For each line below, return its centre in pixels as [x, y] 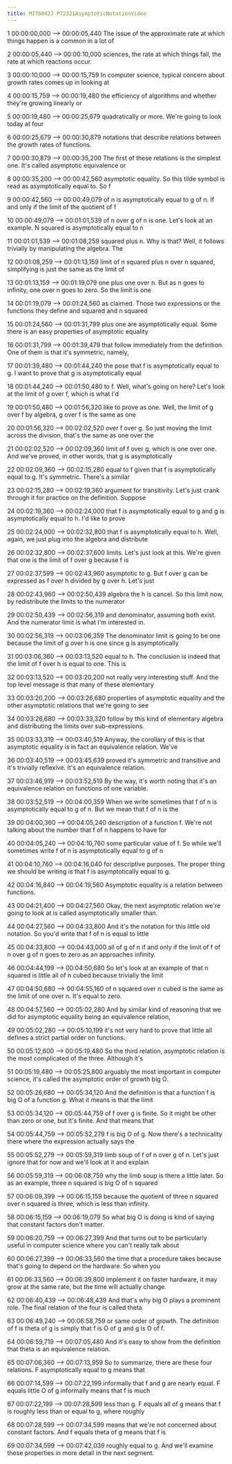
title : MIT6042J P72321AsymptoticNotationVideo [77, 13]
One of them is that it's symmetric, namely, [68, 352]
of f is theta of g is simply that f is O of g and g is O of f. [86, 1328]
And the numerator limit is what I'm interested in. [76, 622]
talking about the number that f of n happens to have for [87, 830]
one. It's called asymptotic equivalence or [67, 165]
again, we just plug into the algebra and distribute [78, 539]
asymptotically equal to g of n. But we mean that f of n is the [93, 809]
